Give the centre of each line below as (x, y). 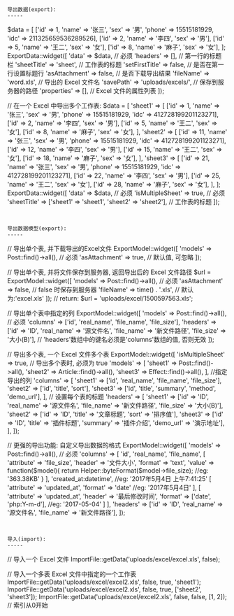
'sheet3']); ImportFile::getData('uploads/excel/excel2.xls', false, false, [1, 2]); (117, 597)
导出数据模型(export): (37, 229)
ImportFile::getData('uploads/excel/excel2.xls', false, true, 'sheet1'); (104, 582)
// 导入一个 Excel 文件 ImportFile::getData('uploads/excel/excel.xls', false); (114, 559)
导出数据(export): (32, 10)
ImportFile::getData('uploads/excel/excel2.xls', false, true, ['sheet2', (105, 589)
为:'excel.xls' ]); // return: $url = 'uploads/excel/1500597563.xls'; (100, 298)
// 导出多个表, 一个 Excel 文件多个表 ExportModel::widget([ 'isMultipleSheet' (116, 354)
